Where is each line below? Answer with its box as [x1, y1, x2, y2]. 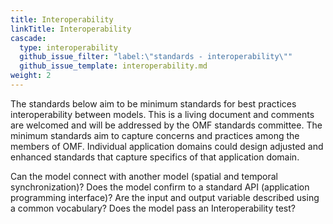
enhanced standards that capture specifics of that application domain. [10, 151, 300, 163]
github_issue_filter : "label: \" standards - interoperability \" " [19, 52, 293, 62]
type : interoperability [19, 42, 118, 53]
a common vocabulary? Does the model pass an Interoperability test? [10, 202, 296, 214]
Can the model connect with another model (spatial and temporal [10, 170, 278, 182]
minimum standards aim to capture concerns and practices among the [10, 129, 300, 141]
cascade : [10, 33, 47, 43]
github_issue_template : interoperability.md [19, 61, 208, 71]
